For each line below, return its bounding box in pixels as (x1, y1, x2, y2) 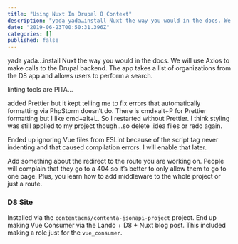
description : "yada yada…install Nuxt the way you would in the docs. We (7, 17, 232, 24)
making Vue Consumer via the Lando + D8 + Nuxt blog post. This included (7, 221, 227, 230)
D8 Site (7, 197, 33, 207)
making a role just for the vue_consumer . (7, 228, 123, 237)
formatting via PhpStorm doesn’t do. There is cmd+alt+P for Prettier (7, 107, 207, 115)
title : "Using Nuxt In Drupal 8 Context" (7, 10, 133, 18)
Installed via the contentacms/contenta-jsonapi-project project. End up (7, 213, 217, 222)
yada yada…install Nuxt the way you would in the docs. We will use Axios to (7, 56, 230, 65)
